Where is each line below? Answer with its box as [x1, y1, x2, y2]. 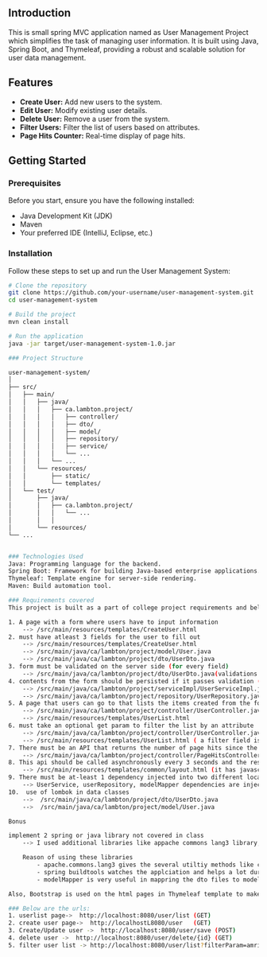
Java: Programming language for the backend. [8, 560, 161, 568]
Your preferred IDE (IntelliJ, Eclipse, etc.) [19, 228, 153, 238]
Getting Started [8, 154, 87, 168]
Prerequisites [8, 177, 61, 189]
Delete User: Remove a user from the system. [19, 114, 170, 123]
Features [8, 76, 53, 90]
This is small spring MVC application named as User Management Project [8, 27, 249, 37]
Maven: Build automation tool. [8, 582, 112, 590]
